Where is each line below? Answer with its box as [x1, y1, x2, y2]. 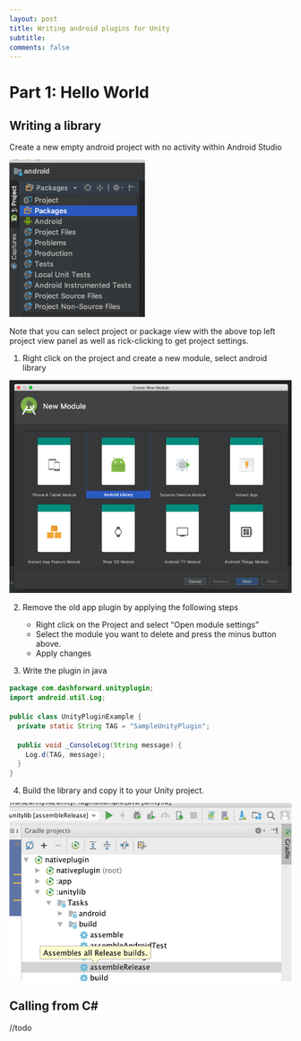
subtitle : [9, 33, 47, 42]
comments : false [9, 43, 70, 52]
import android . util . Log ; [9, 693, 106, 702]
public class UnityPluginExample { [9, 712, 142, 721]
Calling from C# [9, 999, 99, 1014]
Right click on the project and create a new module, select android [21, 353, 268, 364]
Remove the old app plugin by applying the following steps [21, 602, 239, 613]
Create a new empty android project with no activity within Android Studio [9, 142, 282, 152]
